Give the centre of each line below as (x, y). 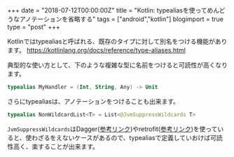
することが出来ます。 (68, 146)
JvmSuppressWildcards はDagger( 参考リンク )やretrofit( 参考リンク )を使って (112, 129)
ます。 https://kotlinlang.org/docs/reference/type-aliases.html (96, 50)
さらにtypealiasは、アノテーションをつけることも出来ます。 (94, 101)
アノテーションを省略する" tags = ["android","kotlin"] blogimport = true (122, 19)
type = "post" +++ (34, 27)
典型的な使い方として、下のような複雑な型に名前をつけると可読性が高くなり (117, 65)
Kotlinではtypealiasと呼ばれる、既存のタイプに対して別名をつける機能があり (117, 41)
